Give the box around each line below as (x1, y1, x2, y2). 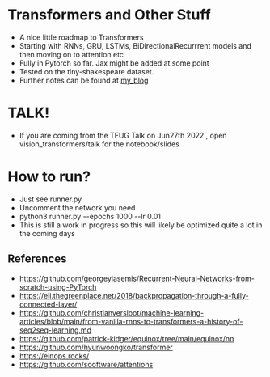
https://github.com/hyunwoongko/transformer (19, 342, 173, 352)
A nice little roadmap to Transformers (19, 32, 144, 42)
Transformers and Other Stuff (7, 6, 211, 24)
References (7, 252, 67, 266)
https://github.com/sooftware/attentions (19, 359, 154, 369)
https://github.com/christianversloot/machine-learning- (19, 307, 204, 317)
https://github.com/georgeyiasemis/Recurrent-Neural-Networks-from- (19, 273, 255, 283)
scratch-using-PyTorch (19, 282, 97, 292)
